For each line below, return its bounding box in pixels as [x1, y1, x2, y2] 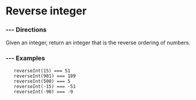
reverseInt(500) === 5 [13, 78, 70, 84]
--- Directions [5, 26, 47, 34]
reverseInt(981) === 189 [13, 73, 76, 79]
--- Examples [5, 54, 46, 62]
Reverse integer [5, 4, 87, 18]
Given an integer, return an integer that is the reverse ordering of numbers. [5, 39, 191, 46]
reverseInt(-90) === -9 [13, 89, 73, 95]
